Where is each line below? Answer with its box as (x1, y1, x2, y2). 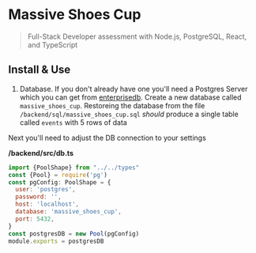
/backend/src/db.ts (8, 148, 73, 157)
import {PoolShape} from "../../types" (8, 164, 140, 172)
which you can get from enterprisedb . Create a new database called (19, 93, 243, 102)
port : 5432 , (15, 215, 55, 223)
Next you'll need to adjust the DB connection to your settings (8, 133, 207, 142)
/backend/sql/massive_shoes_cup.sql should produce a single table (19, 109, 239, 119)
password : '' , (15, 193, 62, 201)
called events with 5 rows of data (19, 117, 128, 127)
